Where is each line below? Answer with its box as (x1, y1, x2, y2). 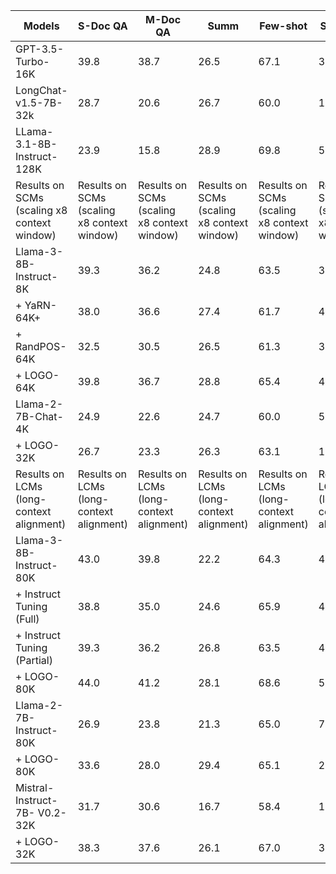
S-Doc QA (77, 19, 128, 33)
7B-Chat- (15, 410, 64, 423)
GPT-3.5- (15, 42, 65, 56)
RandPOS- (15, 340, 67, 353)
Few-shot (259, 19, 308, 33)
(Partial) (15, 654, 53, 667)
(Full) (15, 612, 40, 626)
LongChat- (15, 84, 68, 97)
